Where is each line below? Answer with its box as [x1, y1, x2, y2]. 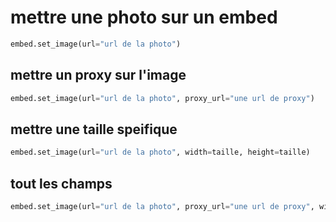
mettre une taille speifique [10, 121, 178, 138]
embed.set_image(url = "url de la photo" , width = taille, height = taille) [10, 147, 311, 158]
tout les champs [10, 175, 113, 192]
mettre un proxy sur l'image [10, 67, 187, 84]
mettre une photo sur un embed [10, 6, 278, 29]
